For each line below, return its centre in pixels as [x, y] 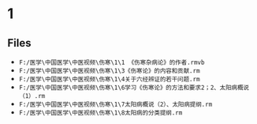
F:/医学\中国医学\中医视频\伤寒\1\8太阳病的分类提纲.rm [101, 113]
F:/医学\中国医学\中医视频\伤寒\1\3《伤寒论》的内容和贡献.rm [109, 71]
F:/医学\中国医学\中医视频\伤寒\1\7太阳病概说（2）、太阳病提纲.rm [115, 104]
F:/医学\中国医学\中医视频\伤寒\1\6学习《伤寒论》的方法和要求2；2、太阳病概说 [134, 88]
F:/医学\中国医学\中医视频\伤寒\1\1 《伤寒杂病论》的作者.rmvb [112, 62]
